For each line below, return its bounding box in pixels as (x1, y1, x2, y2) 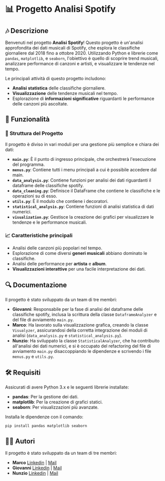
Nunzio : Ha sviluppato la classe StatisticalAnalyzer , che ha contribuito (12, 337, 160, 343)
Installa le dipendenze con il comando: (5, 414, 83, 420)
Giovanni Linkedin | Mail (12, 465, 62, 471)
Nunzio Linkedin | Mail (12, 470, 58, 476)
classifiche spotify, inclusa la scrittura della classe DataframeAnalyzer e (12, 311, 157, 317)
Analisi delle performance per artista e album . (12, 260, 107, 267)
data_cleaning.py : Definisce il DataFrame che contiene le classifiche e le (12, 188, 161, 193)
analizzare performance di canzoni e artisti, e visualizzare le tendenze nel (5, 61, 155, 66)
